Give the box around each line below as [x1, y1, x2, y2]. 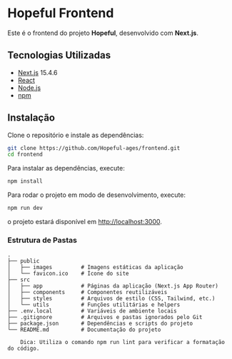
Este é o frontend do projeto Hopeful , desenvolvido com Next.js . [7, 29, 198, 37]
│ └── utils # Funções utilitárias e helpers [7, 301, 181, 308]
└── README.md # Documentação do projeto [7, 326, 161, 333]
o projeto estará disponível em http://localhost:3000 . [7, 218, 163, 226]
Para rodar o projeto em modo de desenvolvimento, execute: [7, 191, 186, 199]
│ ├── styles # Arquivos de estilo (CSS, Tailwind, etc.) [7, 295, 216, 303]
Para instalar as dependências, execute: [7, 164, 125, 173]
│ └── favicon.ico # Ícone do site [7, 270, 130, 278]
